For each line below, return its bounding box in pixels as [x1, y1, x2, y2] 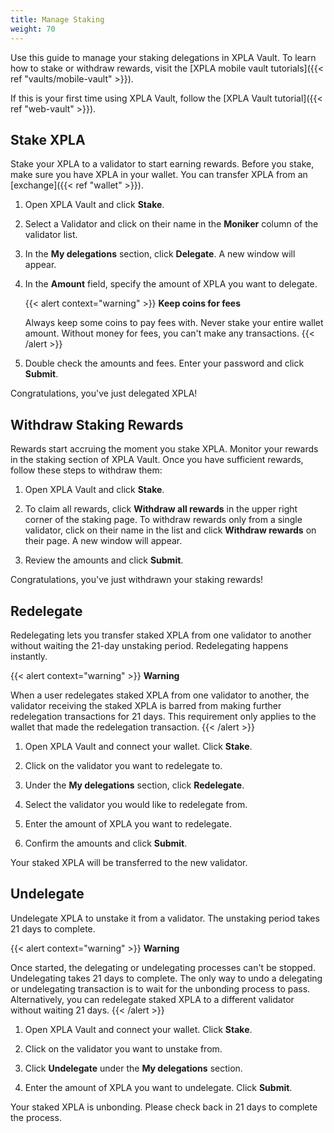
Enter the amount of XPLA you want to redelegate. [24, 817, 233, 830]
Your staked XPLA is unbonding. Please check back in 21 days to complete [10, 1101, 318, 1113]
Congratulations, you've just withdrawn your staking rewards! [10, 574, 264, 586]
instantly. [10, 650, 48, 662]
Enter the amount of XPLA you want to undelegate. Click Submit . [24, 1081, 293, 1093]
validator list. [24, 229, 78, 241]
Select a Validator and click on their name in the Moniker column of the [24, 218, 319, 230]
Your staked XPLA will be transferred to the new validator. [10, 856, 248, 868]
